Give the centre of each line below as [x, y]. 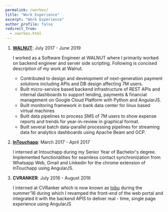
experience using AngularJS [42, 204]
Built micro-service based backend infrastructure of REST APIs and [90, 89]
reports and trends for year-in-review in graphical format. [80, 121]
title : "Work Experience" [32, 15]
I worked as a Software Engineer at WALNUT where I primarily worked [86, 58]
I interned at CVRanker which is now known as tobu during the [77, 188]
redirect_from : [21, 29]
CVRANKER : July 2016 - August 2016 [51, 178]
